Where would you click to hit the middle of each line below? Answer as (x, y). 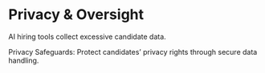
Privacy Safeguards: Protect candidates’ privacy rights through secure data (133, 52)
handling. (24, 60)
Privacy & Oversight (76, 15)
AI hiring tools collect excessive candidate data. (87, 36)
